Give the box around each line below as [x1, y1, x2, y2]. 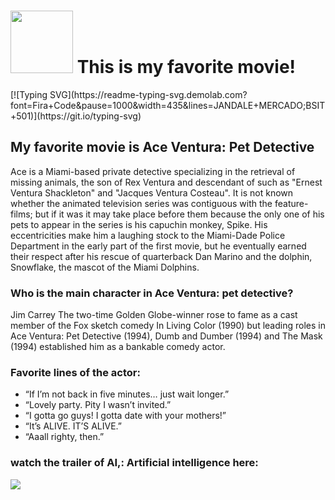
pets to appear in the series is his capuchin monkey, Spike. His [10, 218, 268, 230]
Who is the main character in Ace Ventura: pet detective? [10, 286, 294, 300]
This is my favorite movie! [76, 56, 297, 79]
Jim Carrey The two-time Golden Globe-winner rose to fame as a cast [10, 309, 298, 321]
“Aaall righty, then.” [24, 431, 105, 443]
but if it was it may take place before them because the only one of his [34, 208, 325, 220]
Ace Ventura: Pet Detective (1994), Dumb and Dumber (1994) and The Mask [10, 330, 323, 342]
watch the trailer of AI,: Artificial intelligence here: [10, 456, 259, 470]
